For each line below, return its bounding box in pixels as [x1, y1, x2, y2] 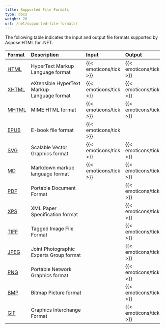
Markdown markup [31, 164, 75, 171]
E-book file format [31, 127, 74, 133]
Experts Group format [31, 252, 81, 259]
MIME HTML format [31, 106, 76, 113]
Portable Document [31, 185, 76, 192]
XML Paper [31, 205, 57, 212]
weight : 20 [5, 16, 27, 21]
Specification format [31, 211, 78, 218]
